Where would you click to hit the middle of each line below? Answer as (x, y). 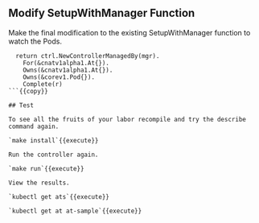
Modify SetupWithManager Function (102, 13)
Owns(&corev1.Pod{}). (59, 77)
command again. (34, 126)
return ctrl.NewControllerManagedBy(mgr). (88, 56)
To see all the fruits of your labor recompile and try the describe (127, 119)
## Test (21, 105)
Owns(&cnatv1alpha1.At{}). (68, 70)
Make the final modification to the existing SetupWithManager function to (129, 32)
